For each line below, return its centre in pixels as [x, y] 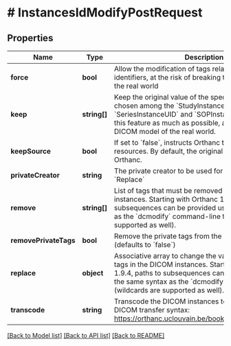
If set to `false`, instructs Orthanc [167, 142]
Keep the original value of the [161, 97]
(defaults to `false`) [145, 245]
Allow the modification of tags [162, 69]
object [93, 273]
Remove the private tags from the [168, 236]
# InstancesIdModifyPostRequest [105, 13]
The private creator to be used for [168, 171]
